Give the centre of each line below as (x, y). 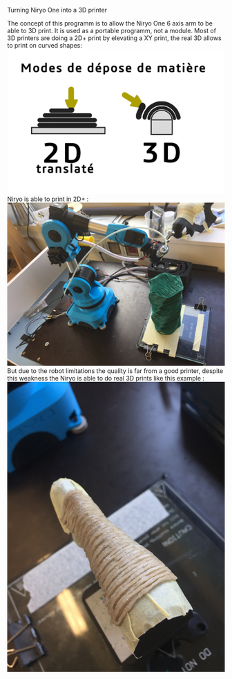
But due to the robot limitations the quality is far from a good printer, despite (115, 371)
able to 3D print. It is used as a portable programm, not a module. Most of (112, 31)
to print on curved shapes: (45, 45)
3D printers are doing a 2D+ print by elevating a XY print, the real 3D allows (115, 38)
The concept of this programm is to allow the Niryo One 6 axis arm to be (110, 23)
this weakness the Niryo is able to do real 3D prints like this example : (106, 378)
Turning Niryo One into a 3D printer (57, 10)
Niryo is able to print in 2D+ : (48, 199)
